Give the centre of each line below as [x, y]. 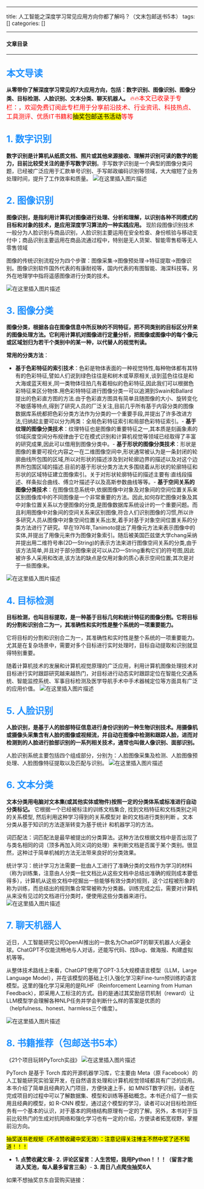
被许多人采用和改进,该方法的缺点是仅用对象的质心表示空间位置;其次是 [102, 558]
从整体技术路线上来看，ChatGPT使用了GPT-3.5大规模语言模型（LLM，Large [102, 970]
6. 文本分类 [30, 785]
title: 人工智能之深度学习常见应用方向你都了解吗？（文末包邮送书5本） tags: [101, 16]
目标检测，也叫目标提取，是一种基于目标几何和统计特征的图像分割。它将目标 [102, 617]
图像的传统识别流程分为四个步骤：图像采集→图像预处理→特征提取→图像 [97, 260]
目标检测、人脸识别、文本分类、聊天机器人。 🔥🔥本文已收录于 [96, 98]
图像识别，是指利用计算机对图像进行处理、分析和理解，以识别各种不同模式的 [102, 217]
